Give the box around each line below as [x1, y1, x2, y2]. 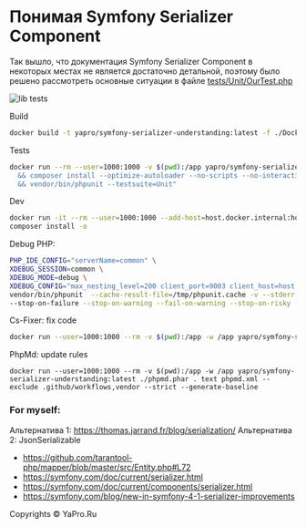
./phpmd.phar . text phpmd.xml [139, 375, 259, 384]
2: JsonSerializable [9, 434, 81, 445]
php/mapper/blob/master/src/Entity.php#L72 [22, 461, 191, 472]
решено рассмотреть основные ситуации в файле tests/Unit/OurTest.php [9, 75, 293, 86]
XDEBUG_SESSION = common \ [9, 264, 104, 274]
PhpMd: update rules [9, 349, 88, 360]
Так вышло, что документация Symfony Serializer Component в [9, 56, 253, 67]
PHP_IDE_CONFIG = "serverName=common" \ [9, 256, 157, 265]
